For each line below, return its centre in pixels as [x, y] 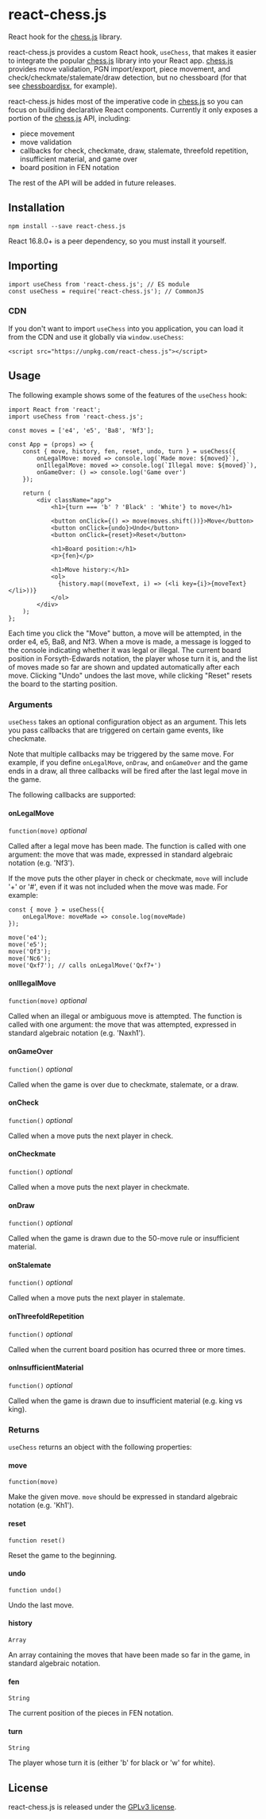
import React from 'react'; [55, 410]
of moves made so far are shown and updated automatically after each [124, 667]
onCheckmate [32, 1154]
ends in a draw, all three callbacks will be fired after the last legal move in [128, 771]
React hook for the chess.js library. [65, 37]
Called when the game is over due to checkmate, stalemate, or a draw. [123, 1084]
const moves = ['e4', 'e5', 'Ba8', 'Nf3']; [81, 430]
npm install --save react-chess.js [67, 226]
